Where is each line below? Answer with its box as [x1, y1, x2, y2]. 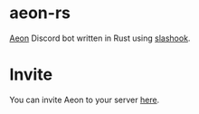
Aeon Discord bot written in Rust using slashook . [9, 33, 191, 43]
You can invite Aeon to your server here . [9, 94, 160, 105]
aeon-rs [9, 3, 71, 24]
